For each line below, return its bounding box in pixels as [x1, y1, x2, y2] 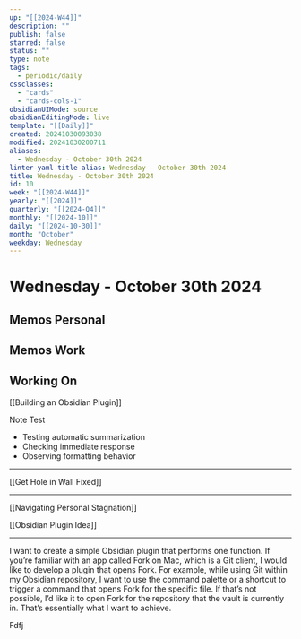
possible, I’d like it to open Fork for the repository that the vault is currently [9, 593, 285, 604]
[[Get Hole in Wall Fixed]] [9, 477, 102, 488]
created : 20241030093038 [9, 130, 102, 139]
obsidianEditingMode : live [9, 113, 110, 122]
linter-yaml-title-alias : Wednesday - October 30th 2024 [9, 163, 227, 172]
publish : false [9, 30, 66, 39]
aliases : [9, 146, 42, 155]
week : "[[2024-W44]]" [9, 188, 90, 197]
